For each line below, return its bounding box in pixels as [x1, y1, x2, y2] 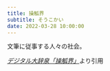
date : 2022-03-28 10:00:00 [7, 23, 85, 29]
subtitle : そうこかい [7, 16, 64, 23]
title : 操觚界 [7, 10, 45, 17]
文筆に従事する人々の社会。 [7, 42, 86, 51]
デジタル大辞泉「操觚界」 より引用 [7, 57, 104, 65]
